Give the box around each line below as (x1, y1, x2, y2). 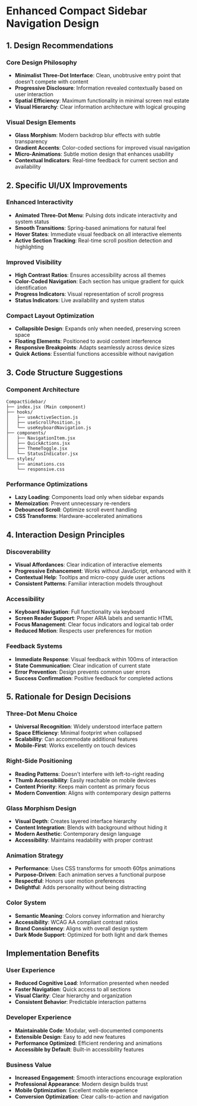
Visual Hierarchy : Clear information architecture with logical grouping (14, 103, 186, 110)
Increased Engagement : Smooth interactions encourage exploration (14, 1074, 183, 1081)
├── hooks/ (6, 409, 33, 415)
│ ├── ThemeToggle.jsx (6, 445, 68, 452)
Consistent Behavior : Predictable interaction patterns (14, 998, 147, 1006)
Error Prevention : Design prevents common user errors (14, 668, 151, 675)
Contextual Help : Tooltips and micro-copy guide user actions (14, 574, 166, 581)
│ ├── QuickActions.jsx (6, 441, 70, 447)
